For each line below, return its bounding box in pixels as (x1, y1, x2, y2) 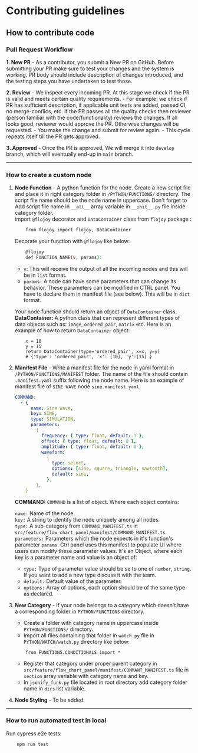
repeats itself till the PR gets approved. (6, 133, 100, 140)
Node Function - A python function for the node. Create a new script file (14, 184, 191, 191)
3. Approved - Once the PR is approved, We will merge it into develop (6, 144, 175, 151)
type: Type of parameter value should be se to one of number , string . (23, 565, 192, 572)
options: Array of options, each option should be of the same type (23, 584, 186, 591)
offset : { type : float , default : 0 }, (41, 438, 137, 444)
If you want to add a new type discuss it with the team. (23, 571, 157, 578)
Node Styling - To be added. (14, 696, 85, 703)
